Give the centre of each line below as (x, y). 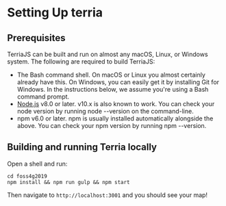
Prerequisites (36, 38)
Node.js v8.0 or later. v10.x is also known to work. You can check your (116, 104)
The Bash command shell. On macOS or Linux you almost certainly (111, 75)
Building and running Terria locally (82, 147)
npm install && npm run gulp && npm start (68, 182)
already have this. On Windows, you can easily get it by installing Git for (118, 82)
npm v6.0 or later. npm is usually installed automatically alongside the (115, 118)
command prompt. (43, 96)
